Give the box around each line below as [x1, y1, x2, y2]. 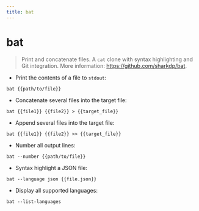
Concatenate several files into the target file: [15, 96, 127, 104]
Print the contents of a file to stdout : [15, 74, 107, 81]
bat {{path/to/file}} [6, 86, 62, 92]
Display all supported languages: [15, 187, 98, 194]
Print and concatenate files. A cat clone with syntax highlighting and [21, 56, 194, 63]
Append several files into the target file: [15, 119, 115, 126]
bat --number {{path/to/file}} [6, 154, 86, 160]
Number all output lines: [15, 141, 76, 149]
